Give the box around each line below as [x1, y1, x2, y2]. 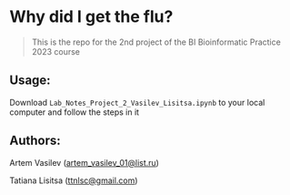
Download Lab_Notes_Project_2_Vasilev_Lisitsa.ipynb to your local [9, 97, 265, 108]
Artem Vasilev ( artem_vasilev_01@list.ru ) [9, 157, 159, 168]
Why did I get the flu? [9, 6, 174, 27]
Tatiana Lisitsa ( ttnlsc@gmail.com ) [9, 175, 138, 186]
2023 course [31, 46, 80, 56]
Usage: [9, 73, 52, 88]
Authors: [9, 133, 61, 149]
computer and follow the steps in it [9, 107, 139, 118]
